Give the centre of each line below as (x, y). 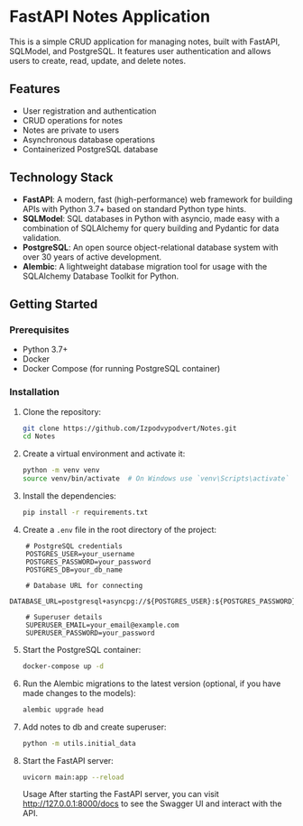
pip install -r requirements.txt (85, 513)
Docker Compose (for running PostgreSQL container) (121, 369)
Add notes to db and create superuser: (94, 727)
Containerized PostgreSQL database (90, 149)
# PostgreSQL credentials (74, 546)
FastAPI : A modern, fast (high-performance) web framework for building (157, 199)
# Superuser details (64, 617)
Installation (35, 392)
